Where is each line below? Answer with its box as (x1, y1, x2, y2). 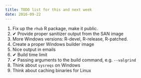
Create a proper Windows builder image (12, 41, 94, 47)
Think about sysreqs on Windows (12, 62, 80, 68)
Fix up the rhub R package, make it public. (12, 25, 98, 31)
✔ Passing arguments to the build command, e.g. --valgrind (12, 57, 137, 63)
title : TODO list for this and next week (5, 7, 92, 12)
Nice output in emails (12, 46, 56, 52)
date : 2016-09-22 (5, 12, 41, 17)
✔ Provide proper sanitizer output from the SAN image (12, 31, 124, 37)
